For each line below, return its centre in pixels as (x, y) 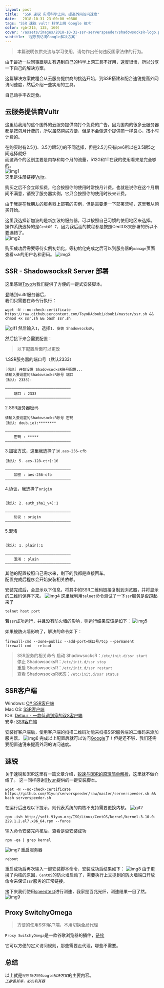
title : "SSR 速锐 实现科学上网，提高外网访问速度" (52, 14)
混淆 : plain (26, 559)
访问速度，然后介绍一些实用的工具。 (41, 84)
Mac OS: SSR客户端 (25, 709)
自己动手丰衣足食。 (24, 95)
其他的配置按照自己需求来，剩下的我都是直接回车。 (56, 573)
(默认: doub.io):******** (31, 423)
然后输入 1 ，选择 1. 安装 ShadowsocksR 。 (57, 328)
